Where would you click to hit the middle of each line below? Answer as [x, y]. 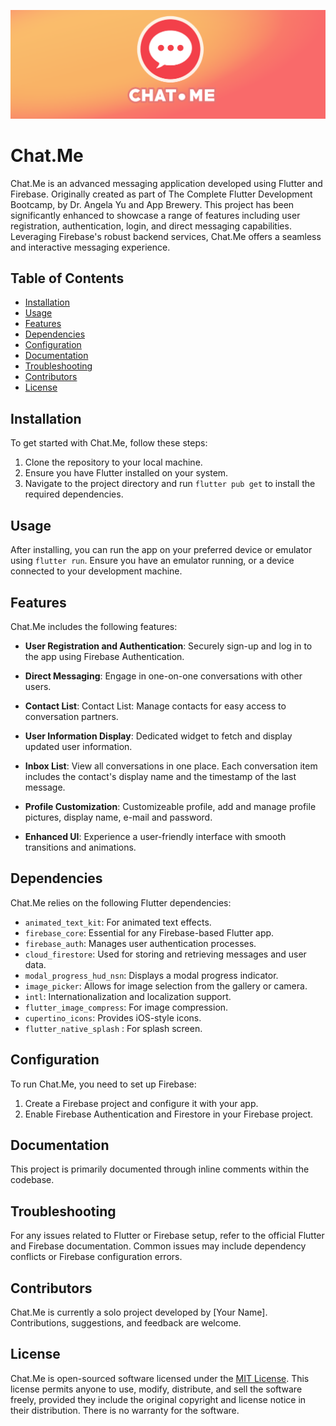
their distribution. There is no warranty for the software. [125, 1410]
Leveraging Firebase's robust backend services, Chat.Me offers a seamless [166, 236]
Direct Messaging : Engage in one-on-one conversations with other [163, 676]
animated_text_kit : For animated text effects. [118, 922]
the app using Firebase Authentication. [104, 656]
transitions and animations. [80, 847]
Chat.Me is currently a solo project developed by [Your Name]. [139, 1312]
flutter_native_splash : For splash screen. [113, 1028]
